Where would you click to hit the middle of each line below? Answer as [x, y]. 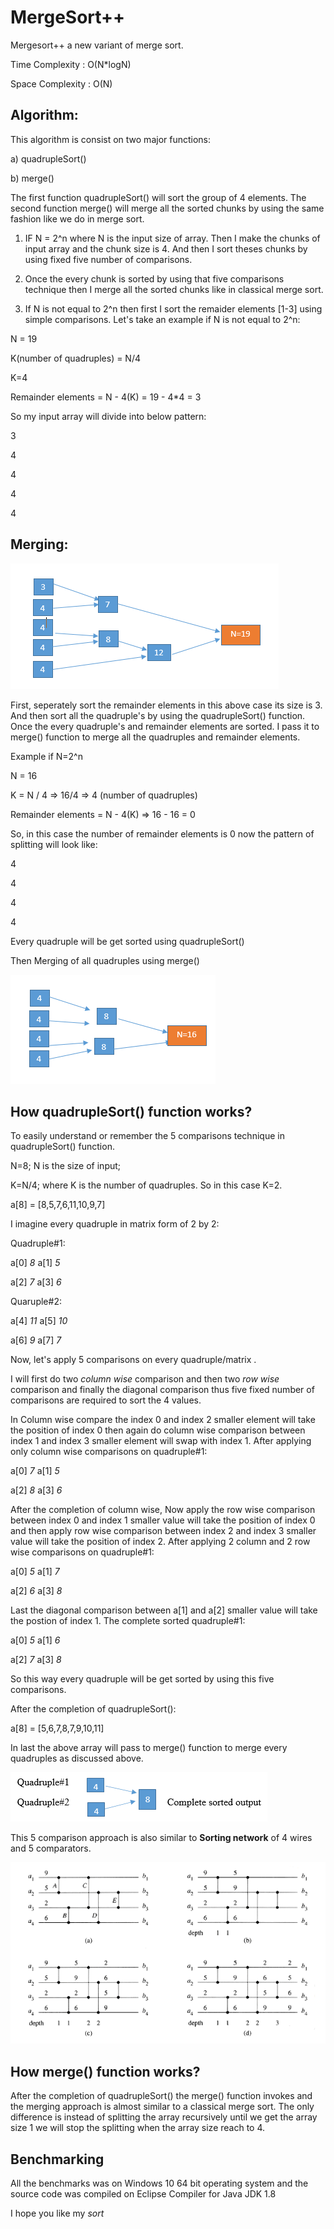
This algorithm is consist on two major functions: [111, 139]
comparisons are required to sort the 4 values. [106, 1400]
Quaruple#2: [36, 1302]
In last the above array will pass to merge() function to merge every [149, 1748]
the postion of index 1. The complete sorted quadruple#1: [128, 1621]
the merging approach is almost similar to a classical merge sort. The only [162, 2107]
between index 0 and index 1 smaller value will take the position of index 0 [163, 1520]
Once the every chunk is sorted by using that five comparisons [154, 278]
